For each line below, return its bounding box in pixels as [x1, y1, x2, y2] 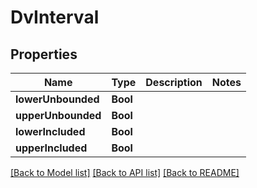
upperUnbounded [15, 109, 102, 122]
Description [145, 76, 203, 89]
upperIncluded [15, 141, 88, 155]
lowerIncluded [15, 125, 86, 138]
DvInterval [10, 6, 100, 29]
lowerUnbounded [15, 92, 100, 106]
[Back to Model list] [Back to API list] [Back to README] [10, 167, 240, 178]
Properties [10, 46, 78, 63]
